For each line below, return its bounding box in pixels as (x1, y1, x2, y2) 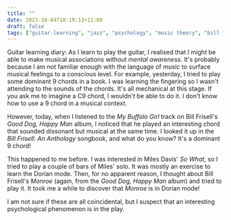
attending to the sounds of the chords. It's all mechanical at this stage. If (7, 85, 212, 93)
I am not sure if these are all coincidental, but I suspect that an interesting (7, 197, 215, 206)
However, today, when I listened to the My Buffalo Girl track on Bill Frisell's (7, 113, 218, 121)
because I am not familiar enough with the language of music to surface (7, 63, 211, 71)
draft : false (7, 23, 45, 30)
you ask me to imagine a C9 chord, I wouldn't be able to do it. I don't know (7, 92, 218, 100)
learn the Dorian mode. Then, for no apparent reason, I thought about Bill (7, 170, 214, 178)
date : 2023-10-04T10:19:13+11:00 (7, 16, 103, 23)
